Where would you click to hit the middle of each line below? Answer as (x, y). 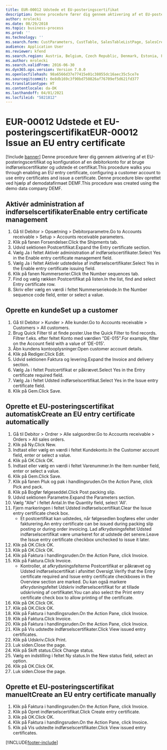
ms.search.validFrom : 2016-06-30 (40, 65)
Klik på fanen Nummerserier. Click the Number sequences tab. (76, 274)
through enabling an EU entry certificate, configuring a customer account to (83, 173)
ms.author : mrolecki (27, 61)
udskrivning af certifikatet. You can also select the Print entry (82, 592)
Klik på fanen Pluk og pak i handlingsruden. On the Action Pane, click (83, 481)
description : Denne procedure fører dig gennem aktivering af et (74, 14)
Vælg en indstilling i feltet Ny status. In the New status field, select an (83, 655)
